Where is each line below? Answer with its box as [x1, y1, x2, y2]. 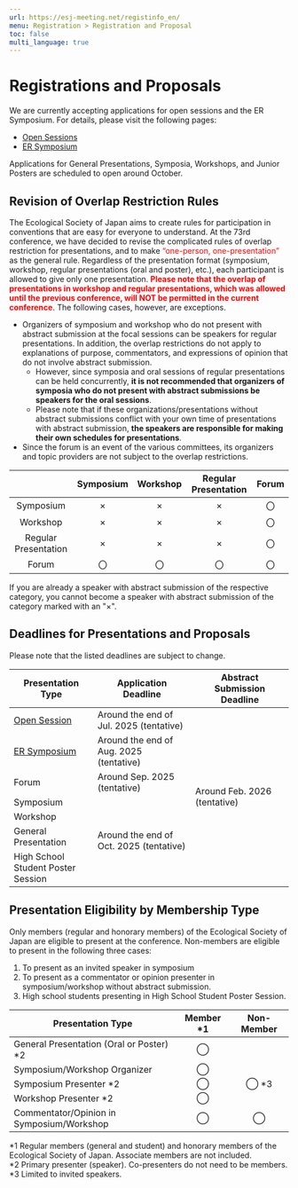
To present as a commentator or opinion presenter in [21, 972, 216, 982]
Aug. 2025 [97, 744, 143, 757]
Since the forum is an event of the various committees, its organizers [21, 442, 274, 452]
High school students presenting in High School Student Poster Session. [21, 990, 286, 1001]
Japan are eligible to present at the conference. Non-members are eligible [9, 935, 280, 946]
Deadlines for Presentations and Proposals [9, 626, 251, 641]
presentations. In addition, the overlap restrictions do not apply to [21, 338, 262, 349]
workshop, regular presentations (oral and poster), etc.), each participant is [9, 264, 285, 275]
